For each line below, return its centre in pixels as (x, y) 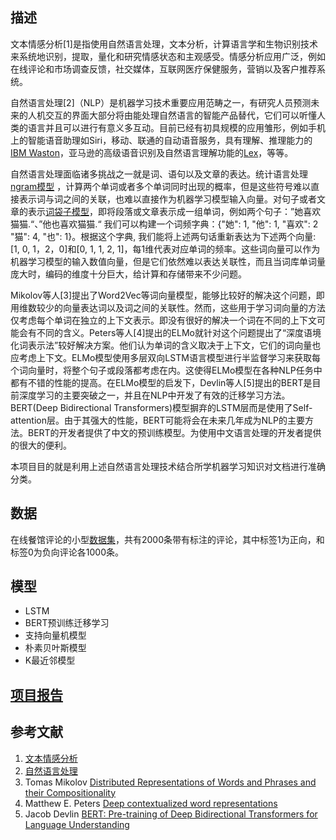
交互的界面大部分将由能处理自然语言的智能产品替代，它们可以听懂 (180, 115)
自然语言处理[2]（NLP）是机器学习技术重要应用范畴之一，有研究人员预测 (161, 102)
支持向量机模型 (55, 635)
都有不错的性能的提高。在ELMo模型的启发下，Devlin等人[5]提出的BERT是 (161, 382)
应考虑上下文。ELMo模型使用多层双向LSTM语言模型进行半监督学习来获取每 (165, 357)
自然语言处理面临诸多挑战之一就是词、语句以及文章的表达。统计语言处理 (159, 174)
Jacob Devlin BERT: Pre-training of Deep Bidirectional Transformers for (171, 814)
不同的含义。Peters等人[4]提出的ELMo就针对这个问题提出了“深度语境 (179, 332)
